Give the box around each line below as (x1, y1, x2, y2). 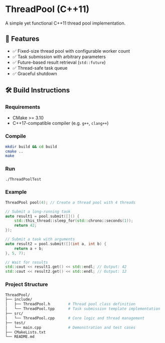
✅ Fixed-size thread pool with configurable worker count (12, 48, 130, 54)
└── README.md (5, 334, 35, 339)
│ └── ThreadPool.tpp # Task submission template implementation (5, 306, 160, 311)
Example (5, 189, 27, 196)
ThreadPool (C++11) (5, 4, 90, 15)
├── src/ (5, 311, 24, 316)
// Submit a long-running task (5, 209, 71, 214)
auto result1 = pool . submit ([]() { (5, 214, 80, 219)
